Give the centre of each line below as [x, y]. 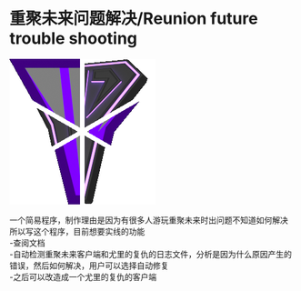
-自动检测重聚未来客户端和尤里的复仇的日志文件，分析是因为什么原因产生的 [151, 254]
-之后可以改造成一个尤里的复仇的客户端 [83, 276]
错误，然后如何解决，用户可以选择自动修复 [89, 266]
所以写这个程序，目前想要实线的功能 [77, 231]
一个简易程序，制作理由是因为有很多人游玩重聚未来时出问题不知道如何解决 [149, 220]
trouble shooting [74, 39]
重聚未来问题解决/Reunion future [134, 19]
